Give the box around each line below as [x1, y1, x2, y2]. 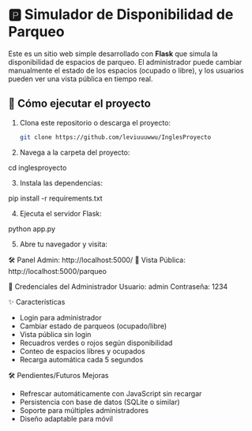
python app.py [8, 223, 56, 234]
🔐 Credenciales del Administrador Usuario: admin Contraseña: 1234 [8, 282, 228, 291]
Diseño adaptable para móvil [19, 414, 113, 423]
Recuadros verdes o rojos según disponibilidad [19, 338, 173, 347]
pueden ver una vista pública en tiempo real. [8, 73, 153, 84]
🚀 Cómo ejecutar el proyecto [8, 97, 152, 111]
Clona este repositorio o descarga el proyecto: [19, 118, 171, 127]
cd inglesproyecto [8, 163, 67, 172]
